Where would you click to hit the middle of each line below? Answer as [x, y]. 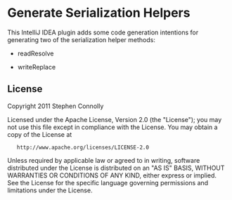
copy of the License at [40, 134]
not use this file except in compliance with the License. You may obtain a [112, 127]
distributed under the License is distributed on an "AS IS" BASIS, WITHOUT [116, 168]
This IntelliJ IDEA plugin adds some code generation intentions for [103, 32]
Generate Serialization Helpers [99, 13]
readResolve [36, 53]
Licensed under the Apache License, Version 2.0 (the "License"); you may [115, 119]
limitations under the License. [50, 190]
